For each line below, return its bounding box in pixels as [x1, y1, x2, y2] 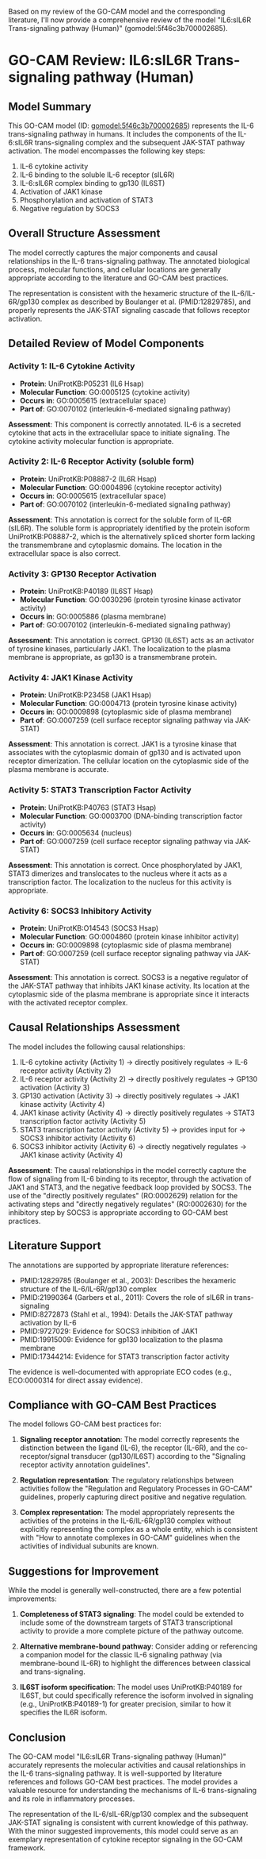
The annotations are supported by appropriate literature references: [8, 1260, 230, 1270]
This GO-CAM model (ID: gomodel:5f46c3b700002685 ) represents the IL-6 [8, 121, 255, 130]
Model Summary [8, 99, 92, 114]
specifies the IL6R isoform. [19, 1707, 108, 1718]
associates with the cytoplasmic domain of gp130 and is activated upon [8, 748, 241, 758]
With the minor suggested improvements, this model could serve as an [8, 1826, 239, 1836]
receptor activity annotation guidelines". [19, 1460, 150, 1470]
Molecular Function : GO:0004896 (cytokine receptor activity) [19, 482, 222, 492]
